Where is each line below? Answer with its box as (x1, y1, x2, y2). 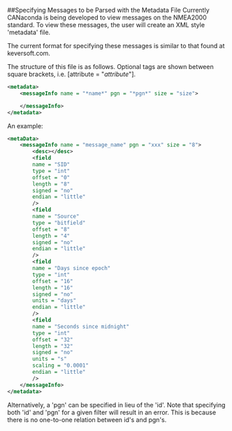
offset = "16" (32, 278, 73, 285)
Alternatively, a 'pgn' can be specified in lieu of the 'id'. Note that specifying (7, 400, 226, 409)
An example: (7, 121, 43, 130)
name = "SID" (32, 161, 71, 168)
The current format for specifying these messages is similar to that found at (7, 42, 225, 50)
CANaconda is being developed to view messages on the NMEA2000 (7, 13, 208, 22)
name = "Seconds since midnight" (32, 323, 130, 330)
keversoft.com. (7, 49, 51, 57)
